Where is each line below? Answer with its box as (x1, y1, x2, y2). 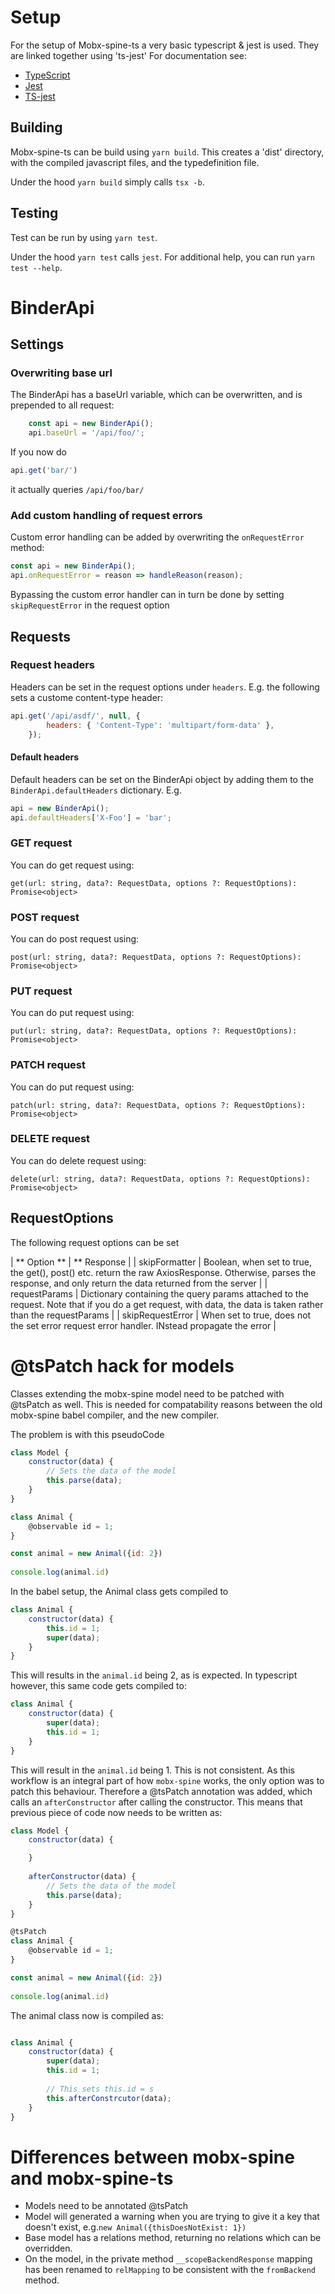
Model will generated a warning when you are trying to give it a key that (24, 2211, 320, 2223)
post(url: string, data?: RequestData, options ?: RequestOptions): (10, 952, 302, 962)
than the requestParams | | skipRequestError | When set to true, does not (10, 1309, 312, 1321)
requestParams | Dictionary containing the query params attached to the (10, 1287, 309, 1300)
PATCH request (10, 1058, 87, 1072)
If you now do (10, 446, 67, 458)
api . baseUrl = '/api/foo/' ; (28, 428, 145, 438)
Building (10, 119, 63, 136)
